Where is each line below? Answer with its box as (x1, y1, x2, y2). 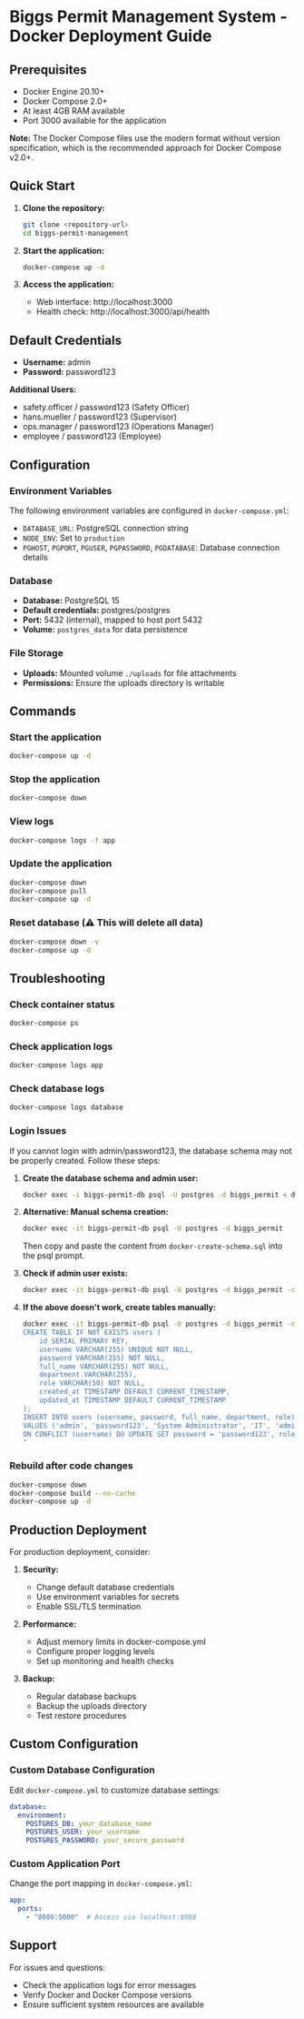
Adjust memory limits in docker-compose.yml (35, 1636, 206, 1648)
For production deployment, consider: (9, 1547, 152, 1558)
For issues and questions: (9, 1962, 106, 1973)
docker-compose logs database (9, 1103, 124, 1112)
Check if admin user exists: (22, 1267, 129, 1279)
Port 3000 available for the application (22, 116, 166, 126)
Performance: (22, 1619, 77, 1630)
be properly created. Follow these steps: (9, 1155, 161, 1166)
